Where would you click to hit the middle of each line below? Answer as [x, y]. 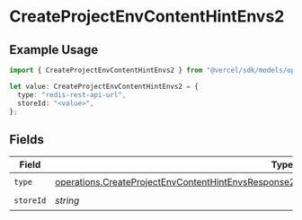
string [67, 200]
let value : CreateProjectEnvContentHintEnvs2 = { [104, 86]
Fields [27, 140]
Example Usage [54, 50]
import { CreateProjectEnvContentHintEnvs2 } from [106, 70]
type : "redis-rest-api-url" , [72, 95]
